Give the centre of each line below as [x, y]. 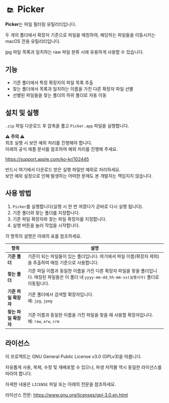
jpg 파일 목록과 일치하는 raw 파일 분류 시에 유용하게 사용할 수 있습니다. [75, 52]
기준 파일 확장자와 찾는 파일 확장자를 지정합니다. [59, 219]
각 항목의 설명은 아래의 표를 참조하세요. [44, 236]
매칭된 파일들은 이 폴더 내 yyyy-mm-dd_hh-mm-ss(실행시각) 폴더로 [97, 277]
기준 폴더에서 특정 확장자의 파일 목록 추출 [53, 83]
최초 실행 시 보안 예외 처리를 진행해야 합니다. [49, 143]
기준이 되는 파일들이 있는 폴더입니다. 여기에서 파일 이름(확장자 [88, 256]
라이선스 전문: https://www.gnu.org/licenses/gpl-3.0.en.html [67, 395]
